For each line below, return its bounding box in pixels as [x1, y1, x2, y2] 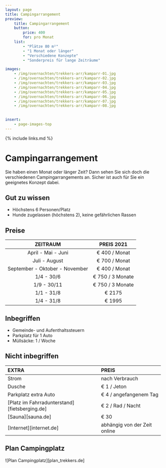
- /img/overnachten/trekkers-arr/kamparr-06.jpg [14, 94, 116, 99]
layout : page [5, 7, 32, 12]
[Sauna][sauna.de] [7, 413, 51, 420]
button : [14, 26, 30, 31]
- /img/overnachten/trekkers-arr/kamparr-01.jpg [14, 71, 116, 77]
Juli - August [32, 257, 63, 264]
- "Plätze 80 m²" [23, 44, 58, 49]
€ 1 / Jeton [101, 383, 127, 390]
